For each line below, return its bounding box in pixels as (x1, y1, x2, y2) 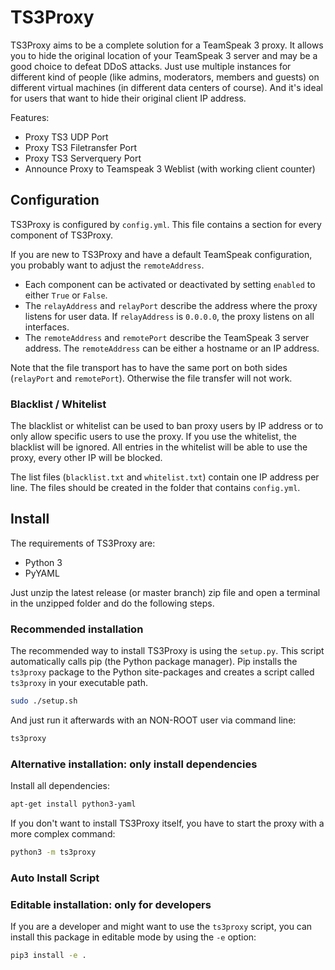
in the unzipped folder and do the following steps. (10, 597, 215, 609)
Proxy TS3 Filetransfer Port (24, 141, 137, 153)
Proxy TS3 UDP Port (24, 131, 109, 143)
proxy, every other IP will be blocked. (10, 452, 163, 464)
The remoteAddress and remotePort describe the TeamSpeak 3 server (24, 331, 310, 343)
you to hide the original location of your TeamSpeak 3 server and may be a (10, 49, 318, 61)
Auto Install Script (10, 871, 100, 885)
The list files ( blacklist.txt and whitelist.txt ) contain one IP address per (10, 471, 320, 483)
